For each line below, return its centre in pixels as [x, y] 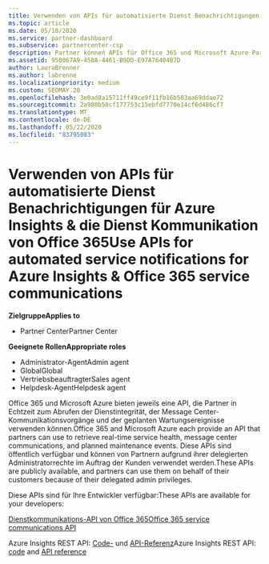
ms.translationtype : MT [48, 113]
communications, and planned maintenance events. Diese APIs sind [120, 446]
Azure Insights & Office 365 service [129, 276]
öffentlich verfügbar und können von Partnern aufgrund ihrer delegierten [128, 454]
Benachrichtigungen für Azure [112, 208]
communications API [42, 527]
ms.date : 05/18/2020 [43, 30]
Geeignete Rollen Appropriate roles [67, 346]
